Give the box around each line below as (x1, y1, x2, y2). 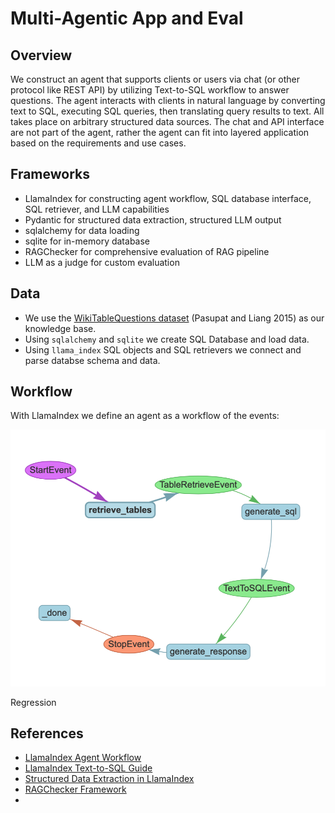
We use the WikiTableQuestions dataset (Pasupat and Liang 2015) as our (24, 312, 325, 324)
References (10, 725, 84, 742)
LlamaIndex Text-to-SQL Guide (24, 762, 153, 774)
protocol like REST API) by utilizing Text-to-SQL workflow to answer (10, 84, 290, 96)
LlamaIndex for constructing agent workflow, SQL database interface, (24, 192, 312, 204)
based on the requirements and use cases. (10, 137, 187, 149)
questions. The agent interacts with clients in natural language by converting (10, 95, 326, 106)
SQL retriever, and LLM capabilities (24, 203, 170, 215)
